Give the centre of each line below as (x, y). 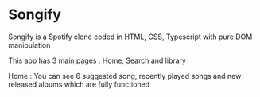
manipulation (29, 45)
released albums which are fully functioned (79, 84)
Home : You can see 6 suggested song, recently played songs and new (125, 76)
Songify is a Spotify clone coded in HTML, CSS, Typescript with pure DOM (130, 37)
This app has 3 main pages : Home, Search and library (97, 60)
